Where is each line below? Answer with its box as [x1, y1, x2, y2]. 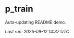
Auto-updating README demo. [5, 19, 66, 25]
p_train [5, 3, 34, 14]
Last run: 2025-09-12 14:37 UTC [5, 28, 70, 34]
